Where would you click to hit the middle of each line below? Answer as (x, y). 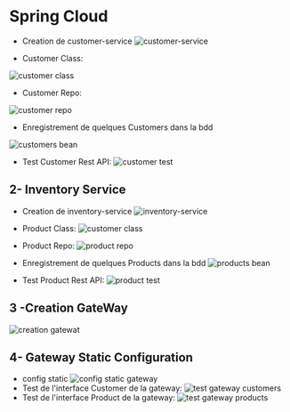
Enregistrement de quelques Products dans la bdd (114, 263)
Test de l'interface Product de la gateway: (99, 398)
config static (45, 379)
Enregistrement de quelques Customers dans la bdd (117, 127)
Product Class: (49, 228)
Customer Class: (52, 58)
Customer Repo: (52, 93)
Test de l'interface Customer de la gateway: (102, 388)
